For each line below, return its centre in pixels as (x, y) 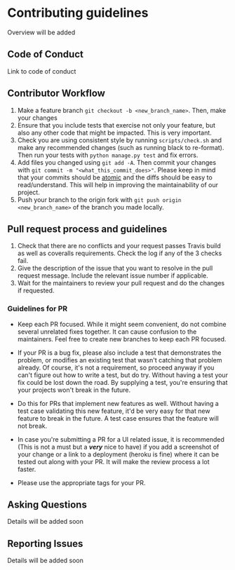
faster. (27, 469)
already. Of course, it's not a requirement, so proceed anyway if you (116, 367)
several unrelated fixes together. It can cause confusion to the (107, 332)
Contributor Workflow (56, 94)
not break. (32, 426)
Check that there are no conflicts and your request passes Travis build (119, 246)
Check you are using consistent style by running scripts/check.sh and (120, 140)
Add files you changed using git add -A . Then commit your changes (116, 162)
